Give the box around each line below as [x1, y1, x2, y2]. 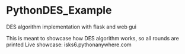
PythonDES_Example [6, 4, 112, 17]
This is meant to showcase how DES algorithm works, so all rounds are [6, 34, 179, 42]
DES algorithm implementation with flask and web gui [6, 23, 136, 30]
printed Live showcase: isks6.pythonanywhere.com [6, 41, 132, 48]
